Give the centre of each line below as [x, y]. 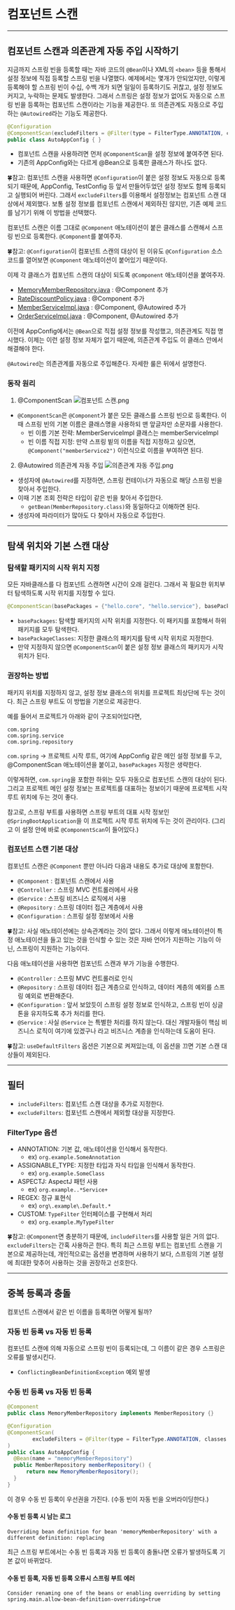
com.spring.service [36, 735]
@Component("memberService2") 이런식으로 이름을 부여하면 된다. [116, 450]
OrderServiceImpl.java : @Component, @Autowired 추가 [98, 316]
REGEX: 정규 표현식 [44, 1197]
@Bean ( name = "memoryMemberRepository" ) [73, 1459]
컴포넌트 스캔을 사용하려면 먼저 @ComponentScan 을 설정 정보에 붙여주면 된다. [120, 154]
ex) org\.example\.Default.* [69, 1206]
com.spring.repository [40, 741]
